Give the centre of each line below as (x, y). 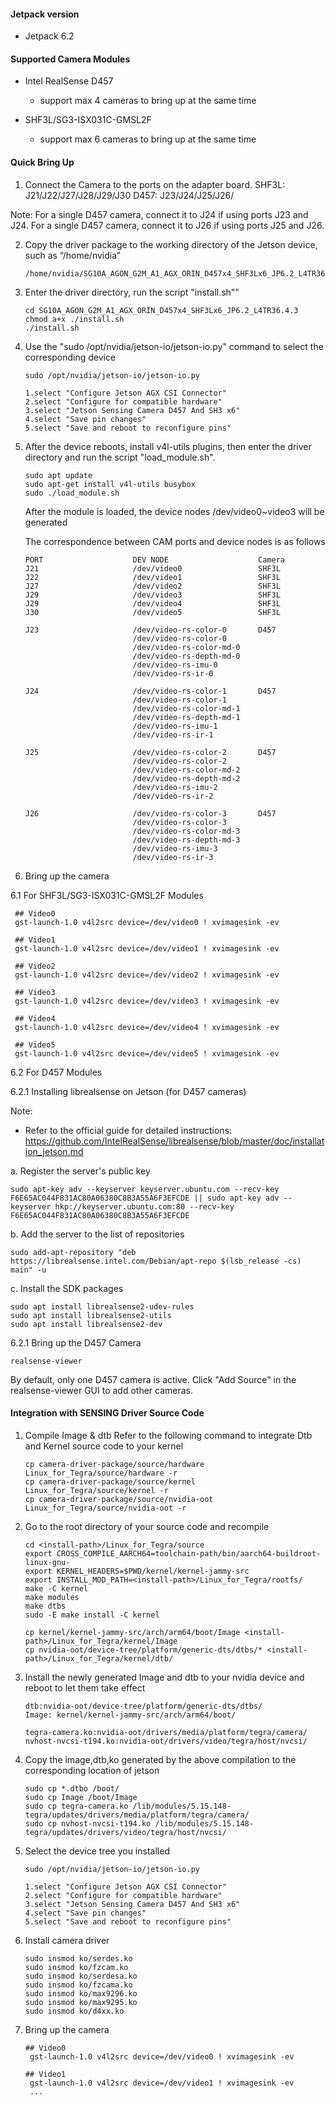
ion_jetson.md (54, 1151)
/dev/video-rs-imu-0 (175, 665)
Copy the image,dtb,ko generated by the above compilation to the (160, 1759)
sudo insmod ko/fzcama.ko (78, 1985)
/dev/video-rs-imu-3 (175, 848)
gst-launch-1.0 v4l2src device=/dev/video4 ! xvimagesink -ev (147, 1027)
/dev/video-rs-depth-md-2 (186, 778)
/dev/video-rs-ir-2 (173, 796)
